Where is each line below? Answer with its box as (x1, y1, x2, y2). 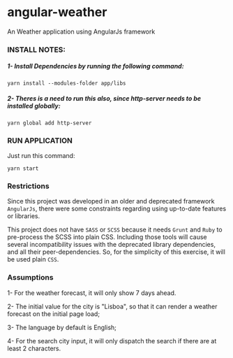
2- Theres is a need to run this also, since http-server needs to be (7, 94, 202, 103)
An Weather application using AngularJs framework (7, 27, 156, 36)
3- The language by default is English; (7, 323, 117, 331)
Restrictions (7, 181, 50, 191)
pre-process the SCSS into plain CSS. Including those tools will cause (7, 233, 207, 241)
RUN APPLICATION (7, 136, 73, 145)
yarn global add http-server (7, 120, 92, 127)
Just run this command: (7, 152, 75, 160)
